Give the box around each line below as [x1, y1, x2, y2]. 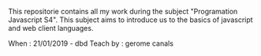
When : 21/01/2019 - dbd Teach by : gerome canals [8, 39, 173, 48]
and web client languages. [8, 24, 94, 32]
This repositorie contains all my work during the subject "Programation [8, 7, 238, 16]
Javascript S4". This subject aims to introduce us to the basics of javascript [8, 15, 254, 24]
